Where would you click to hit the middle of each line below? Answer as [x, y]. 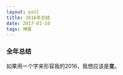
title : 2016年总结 [28, 18]
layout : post [23, 12]
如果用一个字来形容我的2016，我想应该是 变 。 [63, 66]
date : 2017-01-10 [28, 23]
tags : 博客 [19, 29]
